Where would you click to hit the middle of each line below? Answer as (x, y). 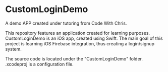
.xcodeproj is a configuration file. (40, 64)
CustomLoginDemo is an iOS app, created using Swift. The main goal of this (84, 38)
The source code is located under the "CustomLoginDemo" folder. (74, 58)
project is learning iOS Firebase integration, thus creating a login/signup (80, 43)
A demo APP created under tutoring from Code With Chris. (66, 23)
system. (13, 49)
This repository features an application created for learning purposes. (78, 33)
